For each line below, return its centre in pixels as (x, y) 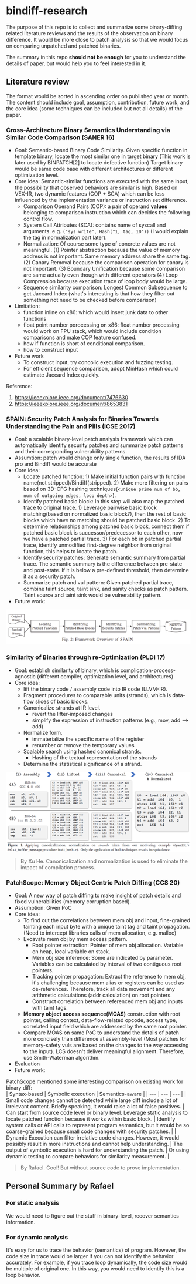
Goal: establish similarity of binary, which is (67, 670)
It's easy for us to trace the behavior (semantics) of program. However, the (96, 1250)
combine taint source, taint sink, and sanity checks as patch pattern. (106, 589)
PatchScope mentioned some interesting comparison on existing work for (95, 1081)
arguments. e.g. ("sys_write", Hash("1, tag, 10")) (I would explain (106, 231)
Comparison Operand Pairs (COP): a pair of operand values (95, 206)
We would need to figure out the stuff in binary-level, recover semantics (93, 1216)
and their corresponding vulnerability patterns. (71, 452)
